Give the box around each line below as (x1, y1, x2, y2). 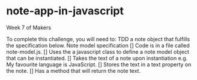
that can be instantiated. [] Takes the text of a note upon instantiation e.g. (6, 54, 188, 61)
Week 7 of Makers (6, 24, 52, 31)
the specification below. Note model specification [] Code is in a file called (6, 42, 190, 49)
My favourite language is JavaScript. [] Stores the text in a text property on (6, 61, 192, 68)
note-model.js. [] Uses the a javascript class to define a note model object (6, 48, 189, 55)
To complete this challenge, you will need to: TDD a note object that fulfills (6, 35, 190, 42)
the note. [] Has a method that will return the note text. (6, 67, 141, 74)
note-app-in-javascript (6, 4, 124, 18)
